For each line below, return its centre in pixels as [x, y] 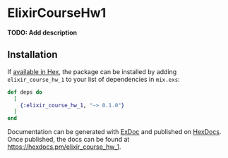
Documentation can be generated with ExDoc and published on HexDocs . [114, 132]
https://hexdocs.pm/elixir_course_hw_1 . [64, 147]
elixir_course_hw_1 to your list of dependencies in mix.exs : [94, 79]
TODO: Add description [42, 32]
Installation [32, 55]
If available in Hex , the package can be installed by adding [92, 71]
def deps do [25, 92]
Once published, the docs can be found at [68, 140]
